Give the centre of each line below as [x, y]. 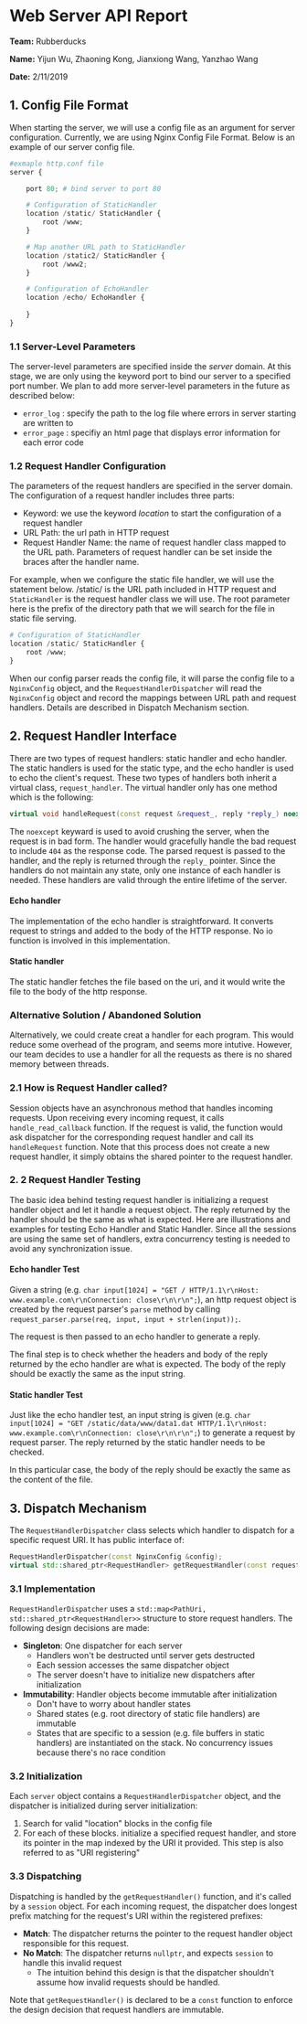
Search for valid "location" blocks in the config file [117, 1824]
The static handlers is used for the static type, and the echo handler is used [152, 768]
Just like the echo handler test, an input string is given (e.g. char [130, 1415]
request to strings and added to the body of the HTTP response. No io [142, 931]
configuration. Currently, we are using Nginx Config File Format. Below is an [152, 137]
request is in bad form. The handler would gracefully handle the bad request [153, 841]
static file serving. [43, 619]
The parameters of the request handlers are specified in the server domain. [151, 486]
